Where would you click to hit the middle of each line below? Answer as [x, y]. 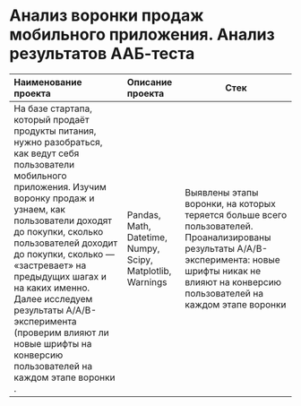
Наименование [48, 82]
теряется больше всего [236, 214]
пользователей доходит [66, 243]
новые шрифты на [53, 343]
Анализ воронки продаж [107, 16]
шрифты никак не [223, 271]
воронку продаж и [54, 198]
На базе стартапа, [53, 108]
